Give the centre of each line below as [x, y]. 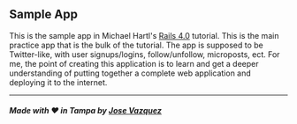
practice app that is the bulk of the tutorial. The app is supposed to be [136, 45]
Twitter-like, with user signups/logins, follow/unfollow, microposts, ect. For [145, 54]
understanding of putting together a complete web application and [130, 73]
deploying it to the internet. [58, 82]
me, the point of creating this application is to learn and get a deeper [134, 63]
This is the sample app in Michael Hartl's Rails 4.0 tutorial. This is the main [144, 35]
